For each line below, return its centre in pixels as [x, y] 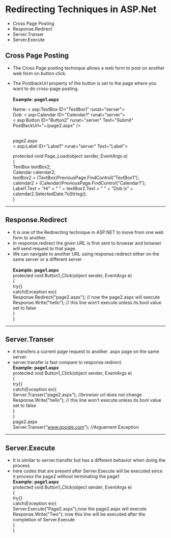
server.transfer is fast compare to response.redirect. [67, 363]
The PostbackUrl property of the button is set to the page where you [84, 83]
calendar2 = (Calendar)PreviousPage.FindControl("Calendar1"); [79, 183]
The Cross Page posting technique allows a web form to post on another [89, 68]
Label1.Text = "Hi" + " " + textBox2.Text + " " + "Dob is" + [73, 188]
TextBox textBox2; [32, 167]
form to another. [30, 237]
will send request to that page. [45, 248]
